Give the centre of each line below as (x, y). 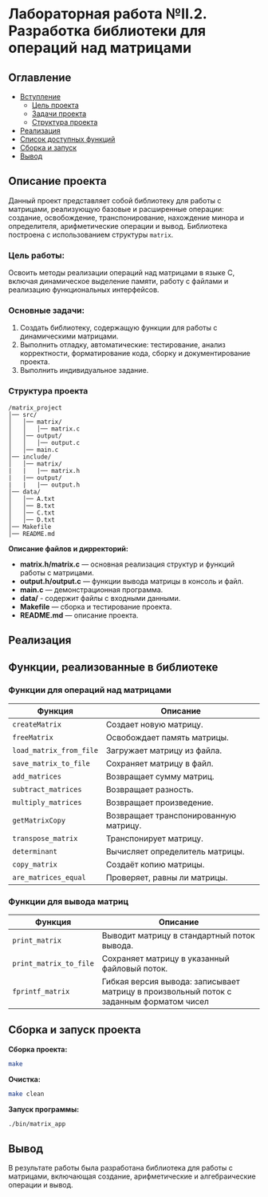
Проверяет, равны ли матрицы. (167, 877)
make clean (26, 1094)
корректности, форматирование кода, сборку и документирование (135, 354)
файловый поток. (135, 969)
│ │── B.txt (32, 506)
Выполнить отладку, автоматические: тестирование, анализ (122, 345)
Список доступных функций (67, 139)
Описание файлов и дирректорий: (69, 548)
